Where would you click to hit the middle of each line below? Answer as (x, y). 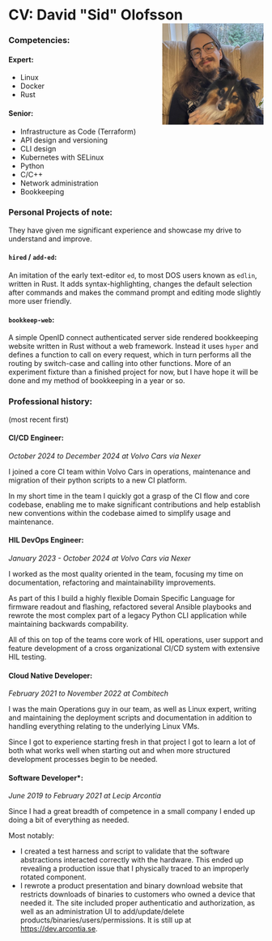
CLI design (38, 148)
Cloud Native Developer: (51, 675)
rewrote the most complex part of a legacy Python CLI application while (127, 615)
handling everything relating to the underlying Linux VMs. (104, 726)
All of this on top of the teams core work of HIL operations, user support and (136, 639)
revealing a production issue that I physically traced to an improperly (134, 869)
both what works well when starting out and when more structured (119, 751)
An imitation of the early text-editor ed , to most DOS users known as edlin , (133, 275)
